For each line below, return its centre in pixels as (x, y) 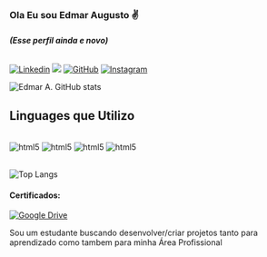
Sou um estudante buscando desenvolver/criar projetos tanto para (134, 233)
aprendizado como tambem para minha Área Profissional (116, 242)
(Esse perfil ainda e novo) (59, 40)
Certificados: (35, 195)
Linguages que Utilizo (72, 116)
